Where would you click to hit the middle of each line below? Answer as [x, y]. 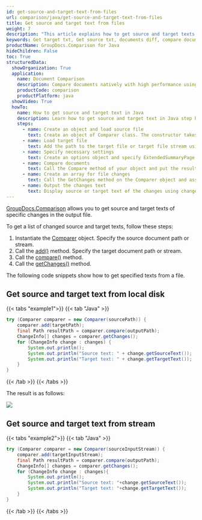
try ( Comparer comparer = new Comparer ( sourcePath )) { [76, 320]
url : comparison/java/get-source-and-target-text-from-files [84, 17]
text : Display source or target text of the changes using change [113, 191]
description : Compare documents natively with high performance [99, 85]
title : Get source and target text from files [66, 23]
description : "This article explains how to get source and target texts [101, 34]
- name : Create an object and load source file [83, 130]
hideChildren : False [32, 51]
